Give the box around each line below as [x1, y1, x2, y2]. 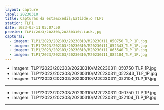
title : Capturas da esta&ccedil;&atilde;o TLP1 [5, 16, 104, 21]
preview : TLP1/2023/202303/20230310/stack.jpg [5, 30, 102, 34]
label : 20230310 [5, 12, 38, 16]
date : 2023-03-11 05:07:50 [5, 25, 60, 30]
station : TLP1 [5, 20, 34, 26]
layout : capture [5, 7, 38, 12]
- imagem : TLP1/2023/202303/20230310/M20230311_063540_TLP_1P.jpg [9, 47, 147, 52]
